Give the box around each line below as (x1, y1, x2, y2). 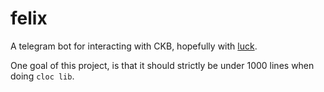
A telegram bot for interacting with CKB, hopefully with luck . (10, 40, 258, 52)
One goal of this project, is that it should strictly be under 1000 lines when (10, 59, 315, 71)
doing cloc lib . (10, 70, 75, 82)
